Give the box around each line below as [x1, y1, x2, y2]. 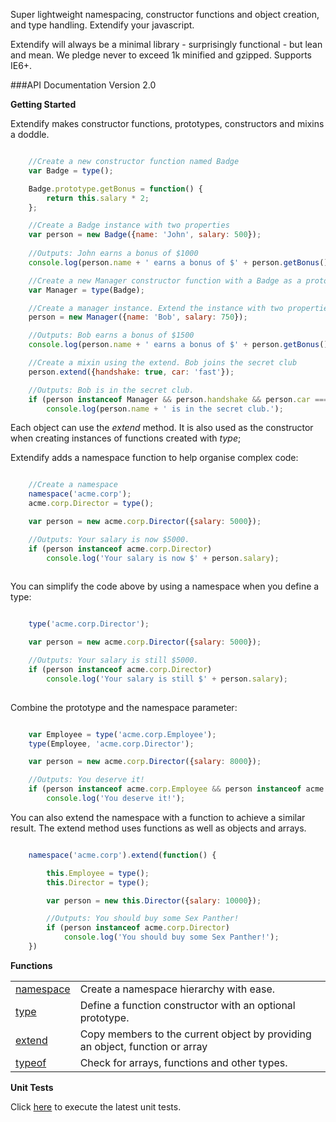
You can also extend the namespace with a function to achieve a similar [10, 811, 306, 823]
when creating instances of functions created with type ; [10, 432, 242, 444]
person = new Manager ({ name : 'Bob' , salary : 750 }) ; [28, 312, 248, 323]
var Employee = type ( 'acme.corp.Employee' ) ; [28, 729, 217, 739]
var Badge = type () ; [28, 165, 114, 176]
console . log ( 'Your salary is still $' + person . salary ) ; [46, 674, 288, 684]
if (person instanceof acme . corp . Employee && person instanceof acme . [28, 784, 329, 794]
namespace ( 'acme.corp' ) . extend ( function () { [28, 850, 217, 860]
